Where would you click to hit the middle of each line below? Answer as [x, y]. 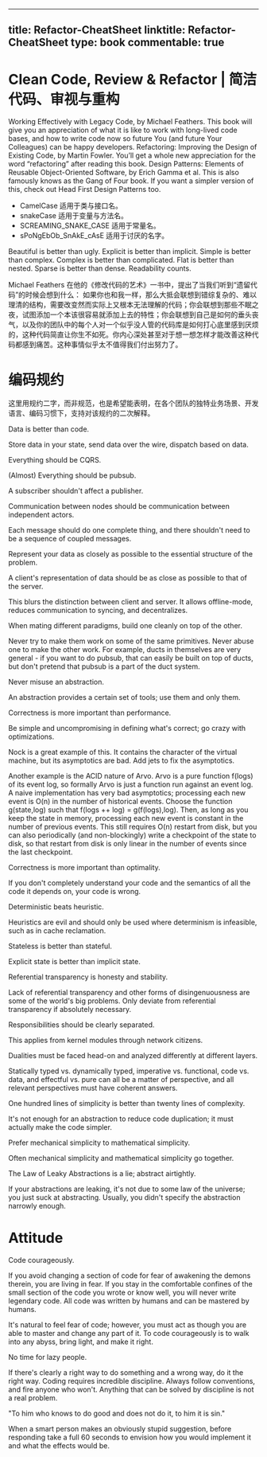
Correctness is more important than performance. [90, 713]
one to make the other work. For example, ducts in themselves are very [125, 650]
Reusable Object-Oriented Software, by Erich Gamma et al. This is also [124, 173]
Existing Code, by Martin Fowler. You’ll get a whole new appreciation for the [132, 155]
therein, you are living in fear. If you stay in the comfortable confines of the [130, 1284]
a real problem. [33, 1398]
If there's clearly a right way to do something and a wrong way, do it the [126, 1373]
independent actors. [41, 515]
